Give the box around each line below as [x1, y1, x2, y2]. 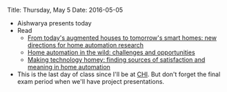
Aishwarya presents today [17, 19, 92, 27]
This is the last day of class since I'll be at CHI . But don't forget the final [17, 70, 221, 78]
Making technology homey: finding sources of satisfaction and [27, 56, 206, 64]
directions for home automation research [27, 41, 144, 49]
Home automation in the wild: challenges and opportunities [27, 48, 195, 56]
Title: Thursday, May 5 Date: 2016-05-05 [7, 6, 124, 14]
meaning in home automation [27, 63, 110, 71]
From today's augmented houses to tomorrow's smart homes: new [27, 34, 217, 42]
